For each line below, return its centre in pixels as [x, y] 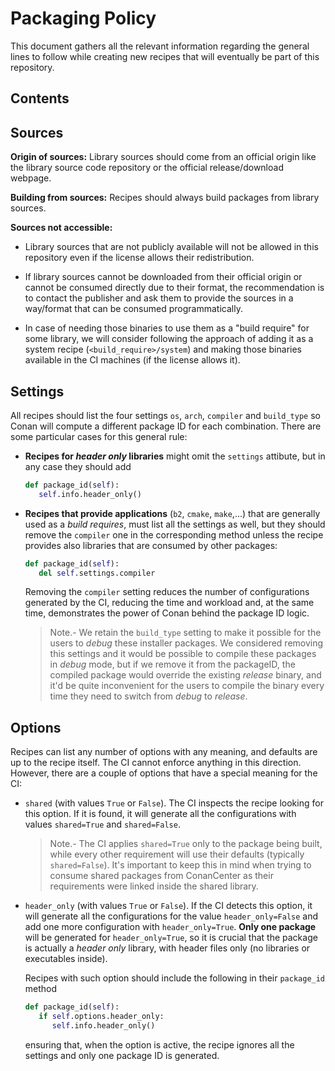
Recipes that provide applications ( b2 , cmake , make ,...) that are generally [172, 513]
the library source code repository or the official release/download [147, 168]
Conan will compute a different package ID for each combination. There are [166, 426]
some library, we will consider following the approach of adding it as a [169, 339]
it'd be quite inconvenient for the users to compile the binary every [187, 686]
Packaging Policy [83, 18]
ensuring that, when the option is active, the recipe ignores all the [159, 1044]
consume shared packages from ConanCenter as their [161, 876]
